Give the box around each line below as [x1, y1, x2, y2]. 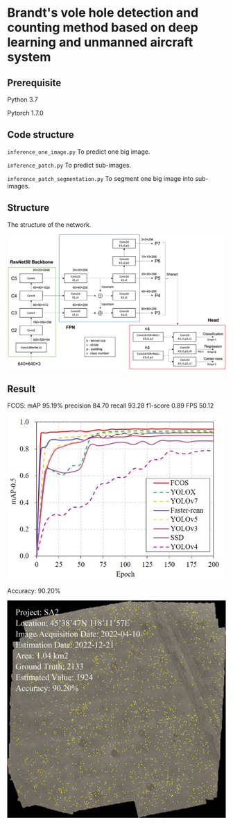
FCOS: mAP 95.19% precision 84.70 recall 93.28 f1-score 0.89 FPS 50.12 [7, 401, 214, 410]
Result [7, 383, 36, 394]
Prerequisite [7, 77, 62, 88]
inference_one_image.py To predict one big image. [7, 147, 150, 156]
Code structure [7, 129, 74, 141]
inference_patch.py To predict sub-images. [7, 161, 132, 169]
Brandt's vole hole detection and [7, 5, 199, 21]
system [7, 49, 51, 65]
